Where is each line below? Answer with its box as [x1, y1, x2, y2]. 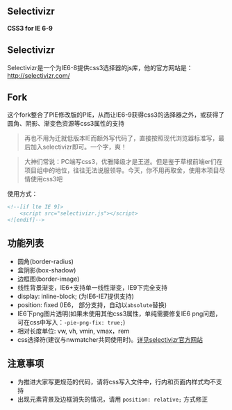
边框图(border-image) [17, 274, 80, 283]
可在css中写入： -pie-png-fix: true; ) [17, 318, 126, 326]
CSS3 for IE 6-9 [7, 24, 53, 32]
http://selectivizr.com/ [7, 71, 71, 79]
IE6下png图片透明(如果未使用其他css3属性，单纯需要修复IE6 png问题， [17, 309, 222, 318]
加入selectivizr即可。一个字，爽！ [30, 142, 127, 151]
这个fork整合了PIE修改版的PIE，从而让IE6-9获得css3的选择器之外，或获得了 [7, 110, 224, 119]
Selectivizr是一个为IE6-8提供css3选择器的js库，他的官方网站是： [7, 63, 193, 72]
